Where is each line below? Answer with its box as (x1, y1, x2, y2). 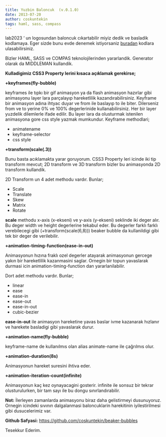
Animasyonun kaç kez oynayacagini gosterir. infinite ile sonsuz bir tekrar (5, 382, 154, 388)
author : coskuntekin (5, 17, 48, 22)
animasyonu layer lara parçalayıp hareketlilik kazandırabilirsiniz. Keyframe (5, 95, 157, 101)
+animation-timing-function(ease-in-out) (5, 243, 94, 249)
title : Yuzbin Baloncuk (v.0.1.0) (5, 7, 79, 13)
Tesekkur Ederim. (5, 427, 41, 433)
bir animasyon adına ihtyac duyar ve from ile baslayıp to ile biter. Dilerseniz (5, 101, 159, 107)
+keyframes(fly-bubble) (5, 80, 56, 86)
